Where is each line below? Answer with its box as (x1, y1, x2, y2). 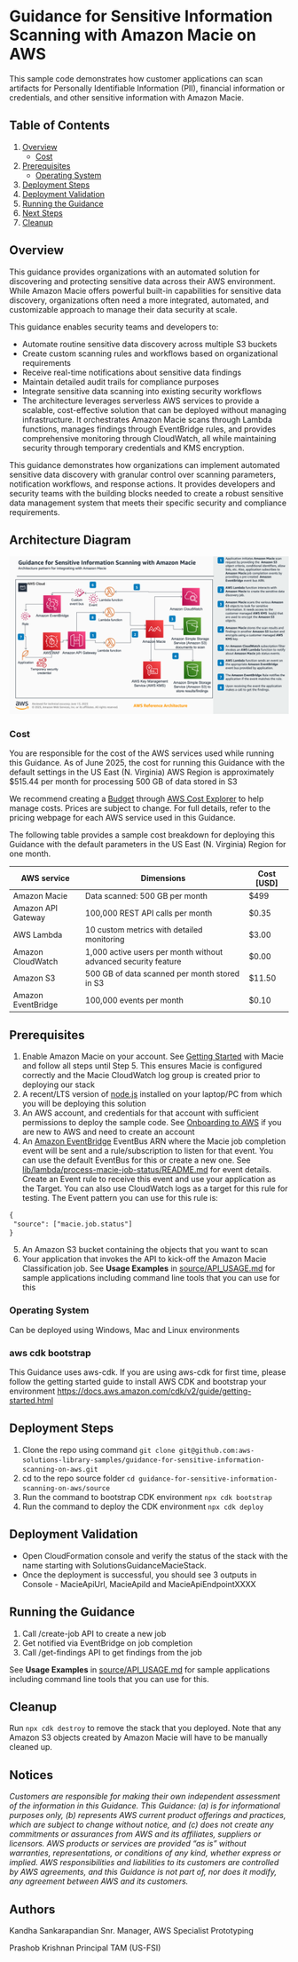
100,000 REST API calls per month (85, 908, 213, 918)
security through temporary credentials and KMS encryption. (21, 442, 246, 453)
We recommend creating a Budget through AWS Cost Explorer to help (9, 793, 264, 805)
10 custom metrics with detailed (85, 925, 203, 935)
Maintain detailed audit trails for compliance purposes (21, 376, 220, 387)
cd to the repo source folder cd (21, 1473, 136, 1483)
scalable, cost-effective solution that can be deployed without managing (21, 404, 286, 415)
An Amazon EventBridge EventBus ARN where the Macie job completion (21, 1136, 286, 1147)
